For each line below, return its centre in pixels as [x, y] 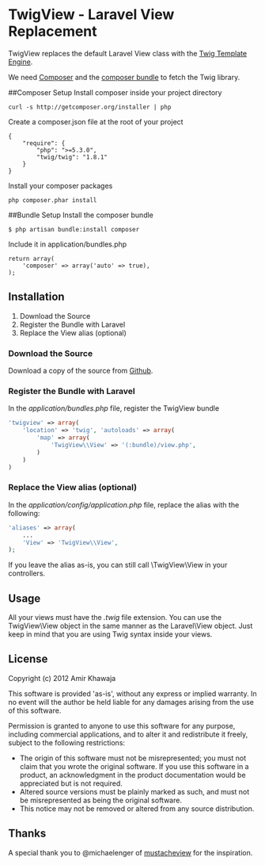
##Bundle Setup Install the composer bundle [81, 215]
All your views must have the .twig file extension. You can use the [115, 618]
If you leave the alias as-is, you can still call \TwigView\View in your [118, 565]
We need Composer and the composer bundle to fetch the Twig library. [124, 77]
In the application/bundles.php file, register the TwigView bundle [114, 408]
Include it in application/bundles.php [68, 244]
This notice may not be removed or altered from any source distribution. [137, 808]
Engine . [21, 62]
